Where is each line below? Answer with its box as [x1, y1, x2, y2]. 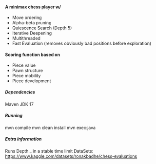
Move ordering [12, 15, 42, 20]
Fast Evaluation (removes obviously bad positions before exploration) [12, 40, 152, 46]
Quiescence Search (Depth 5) [12, 25, 72, 31]
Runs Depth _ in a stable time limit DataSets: [5, 148, 94, 154]
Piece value [12, 62, 36, 68]
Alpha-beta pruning [12, 20, 52, 26]
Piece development [12, 78, 51, 84]
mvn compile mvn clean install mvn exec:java [5, 125, 96, 131]
